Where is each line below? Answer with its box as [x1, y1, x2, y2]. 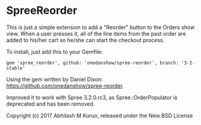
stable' [6, 65, 26, 71]
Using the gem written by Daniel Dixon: [6, 75, 104, 83]
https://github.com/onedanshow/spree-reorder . [6, 82, 125, 89]
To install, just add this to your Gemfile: [6, 48, 103, 55]
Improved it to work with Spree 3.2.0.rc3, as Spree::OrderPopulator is [6, 94, 178, 101]
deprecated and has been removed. [6, 100, 95, 107]
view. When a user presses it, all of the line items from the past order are [6, 30, 187, 37]
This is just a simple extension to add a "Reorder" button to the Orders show [6, 24, 195, 31]
